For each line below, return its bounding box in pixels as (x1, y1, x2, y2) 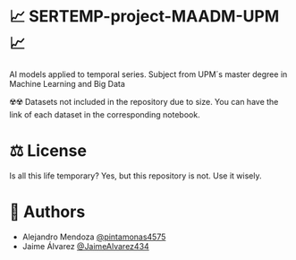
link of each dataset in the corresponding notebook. (9, 108, 200, 120)
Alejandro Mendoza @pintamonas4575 (21, 231, 166, 242)
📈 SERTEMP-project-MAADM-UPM (9, 6, 280, 27)
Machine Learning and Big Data (9, 78, 125, 89)
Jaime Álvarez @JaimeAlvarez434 (21, 240, 149, 251)
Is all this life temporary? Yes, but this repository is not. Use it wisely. (9, 170, 262, 181)
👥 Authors (9, 202, 86, 222)
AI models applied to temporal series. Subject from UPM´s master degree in (9, 68, 288, 80)
